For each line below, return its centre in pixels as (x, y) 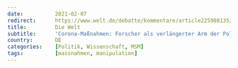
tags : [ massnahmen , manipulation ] (73, 54)
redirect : (22, 21)
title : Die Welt (44, 27)
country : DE (34, 40)
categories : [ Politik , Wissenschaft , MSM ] (75, 47)
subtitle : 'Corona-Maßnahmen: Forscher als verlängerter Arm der (114, 34)
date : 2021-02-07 (47, 14)
